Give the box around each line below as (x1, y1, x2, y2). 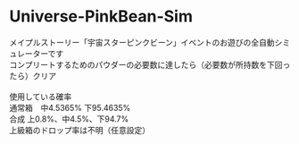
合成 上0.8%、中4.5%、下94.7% (9, 114, 129, 124)
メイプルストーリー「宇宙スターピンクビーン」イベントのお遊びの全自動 (9, 37, 275, 47)
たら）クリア (9, 70, 56, 81)
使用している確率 (9, 91, 72, 102)
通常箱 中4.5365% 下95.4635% (9, 102, 131, 113)
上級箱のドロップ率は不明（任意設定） (9, 124, 150, 135)
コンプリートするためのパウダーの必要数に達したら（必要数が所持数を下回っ (9, 59, 291, 70)
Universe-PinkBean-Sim (9, 6, 194, 27)
